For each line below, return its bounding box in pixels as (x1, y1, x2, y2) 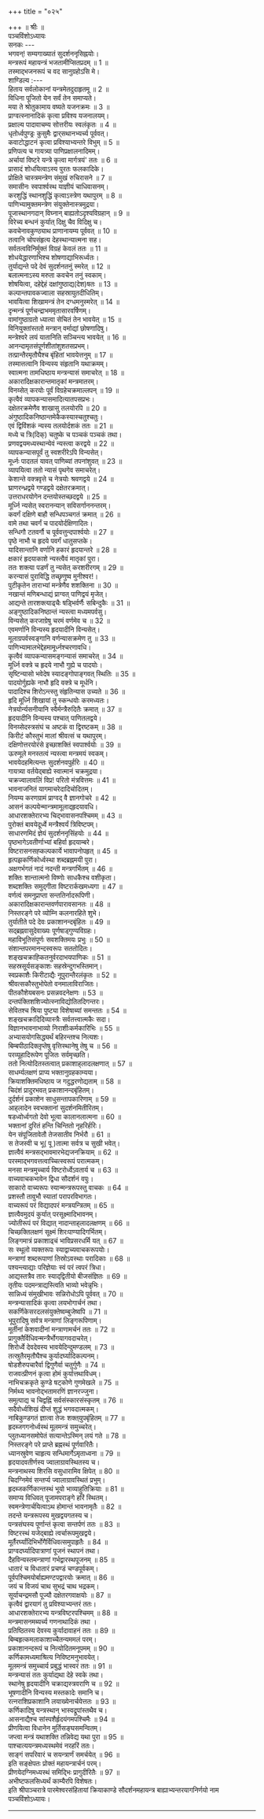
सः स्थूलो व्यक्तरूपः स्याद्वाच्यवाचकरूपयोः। (8, 1245, 110, 1254)
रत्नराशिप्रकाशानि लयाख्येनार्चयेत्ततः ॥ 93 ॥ (8, 1697, 116, 1706)
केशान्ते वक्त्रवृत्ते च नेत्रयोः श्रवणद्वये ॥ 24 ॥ (8, 474, 114, 483)
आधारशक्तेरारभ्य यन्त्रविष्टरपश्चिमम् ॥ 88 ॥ (8, 1608, 118, 1617)
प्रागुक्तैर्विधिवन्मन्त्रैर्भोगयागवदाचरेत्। (8, 1334, 93, 1343)
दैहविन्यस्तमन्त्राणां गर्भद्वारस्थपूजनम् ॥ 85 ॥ (8, 1555, 115, 1564)
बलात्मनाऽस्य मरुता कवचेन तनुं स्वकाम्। (8, 271, 107, 280)
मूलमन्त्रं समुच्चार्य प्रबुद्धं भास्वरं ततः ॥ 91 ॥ (8, 1662, 112, 1670)
